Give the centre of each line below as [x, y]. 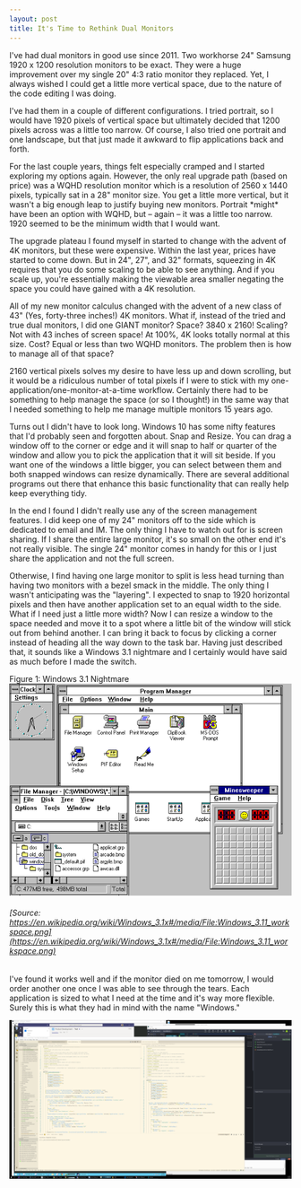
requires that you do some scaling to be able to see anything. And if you [142, 269]
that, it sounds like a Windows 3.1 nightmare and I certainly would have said [148, 651]
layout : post [34, 19]
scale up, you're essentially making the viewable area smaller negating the [146, 279]
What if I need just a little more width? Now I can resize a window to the [141, 614]
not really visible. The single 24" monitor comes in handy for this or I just [143, 548]
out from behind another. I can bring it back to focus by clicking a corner [143, 633]
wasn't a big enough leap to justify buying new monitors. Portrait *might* [144, 204]
